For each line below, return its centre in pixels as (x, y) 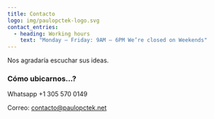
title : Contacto (31, 14)
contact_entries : (33, 27)
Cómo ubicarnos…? (42, 79)
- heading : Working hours (52, 34)
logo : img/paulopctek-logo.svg (53, 21)
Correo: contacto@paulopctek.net (57, 108)
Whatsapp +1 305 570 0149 (47, 94)
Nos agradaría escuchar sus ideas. (58, 60)
